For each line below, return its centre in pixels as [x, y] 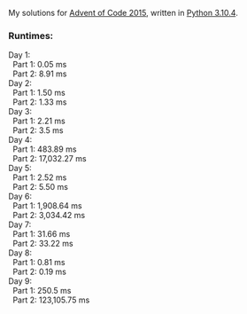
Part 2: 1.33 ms [39, 102]
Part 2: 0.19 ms [39, 272]
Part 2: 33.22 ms [42, 244]
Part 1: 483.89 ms [44, 149]
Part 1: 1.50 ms [39, 93]
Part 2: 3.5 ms [38, 130]
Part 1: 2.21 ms [39, 121]
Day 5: [20, 169]
